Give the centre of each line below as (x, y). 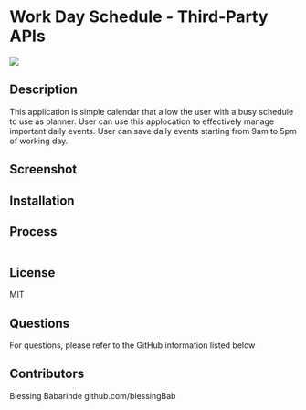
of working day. (39, 141)
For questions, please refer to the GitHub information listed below (132, 345)
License (32, 273)
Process (33, 231)
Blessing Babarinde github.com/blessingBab (93, 395)
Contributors (47, 374)
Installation (42, 200)
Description (43, 90)
